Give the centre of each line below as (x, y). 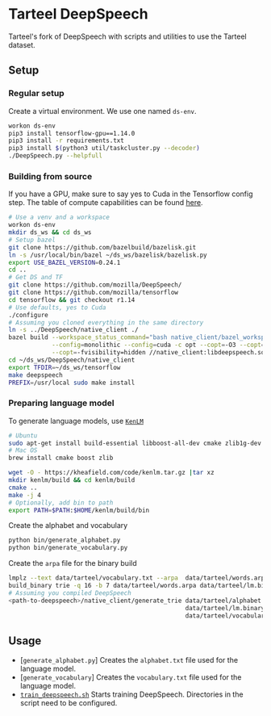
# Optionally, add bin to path (61, 502)
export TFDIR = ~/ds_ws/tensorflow (65, 367)
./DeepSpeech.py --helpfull (56, 156)
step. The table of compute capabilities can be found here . (106, 203)
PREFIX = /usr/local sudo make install (72, 383)
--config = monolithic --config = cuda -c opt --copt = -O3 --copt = (158, 345)
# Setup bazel (32, 240)
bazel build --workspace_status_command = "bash (88, 337)
